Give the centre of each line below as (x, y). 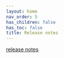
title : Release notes (32, 33)
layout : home (22, 11)
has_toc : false (24, 28)
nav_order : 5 (22, 17)
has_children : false (31, 22)
